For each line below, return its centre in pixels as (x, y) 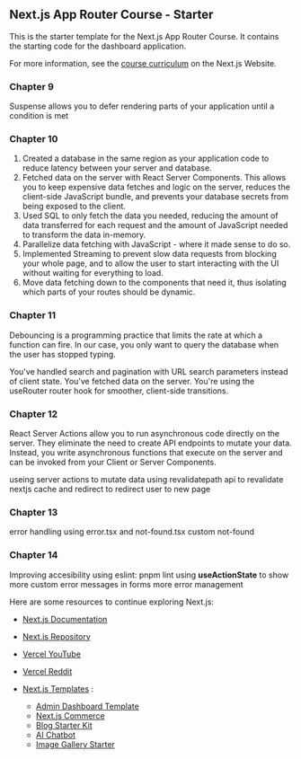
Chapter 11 (33, 315)
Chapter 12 (34, 414)
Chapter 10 (34, 139)
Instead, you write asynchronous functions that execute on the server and (146, 452)
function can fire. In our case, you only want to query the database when (144, 344)
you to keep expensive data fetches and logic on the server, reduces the (156, 187)
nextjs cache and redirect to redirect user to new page (110, 489)
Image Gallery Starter (75, 744)
